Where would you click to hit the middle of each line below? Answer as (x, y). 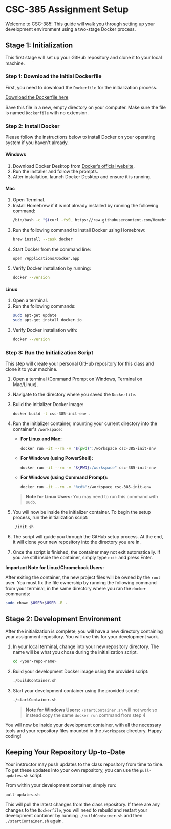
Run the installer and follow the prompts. (55, 171)
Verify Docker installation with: (45, 330)
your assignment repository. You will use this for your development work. (82, 637)
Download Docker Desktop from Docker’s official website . (73, 166)
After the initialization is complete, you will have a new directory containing (84, 631)
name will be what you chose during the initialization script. (75, 652)
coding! (13, 736)
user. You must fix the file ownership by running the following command (81, 582)
